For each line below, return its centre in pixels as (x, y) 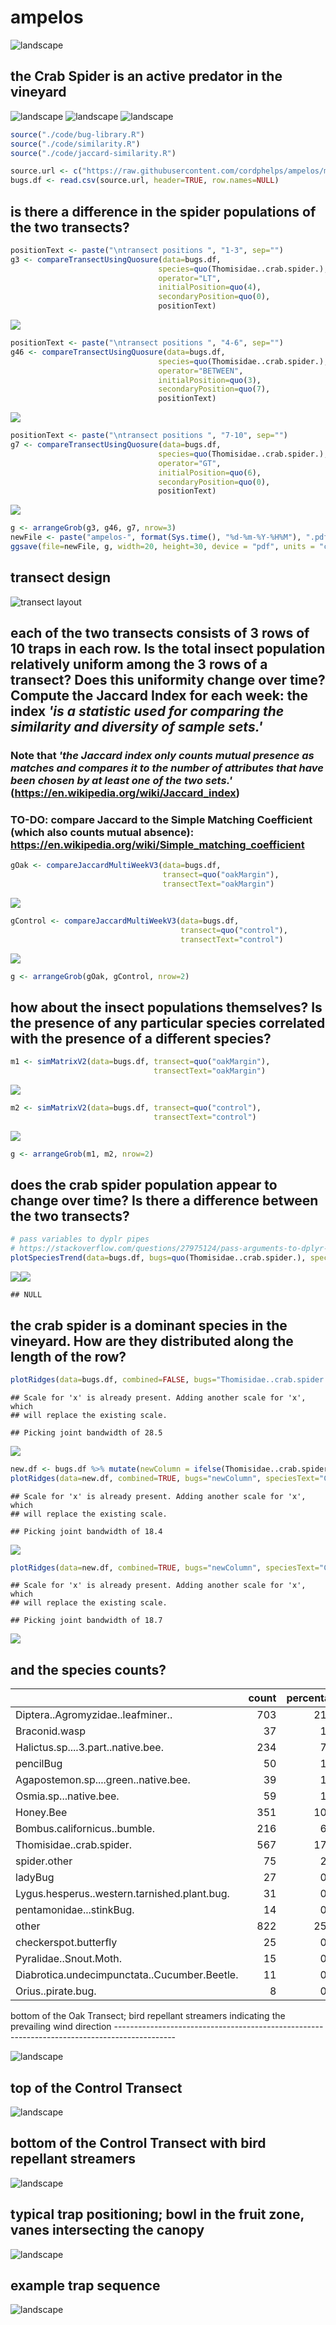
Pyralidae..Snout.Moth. (69, 1959)
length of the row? (68, 1356)
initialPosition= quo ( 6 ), (210, 472)
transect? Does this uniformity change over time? (168, 680)
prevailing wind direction (61, 2027)
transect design (61, 577)
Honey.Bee (41, 1813)
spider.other (44, 1861)
